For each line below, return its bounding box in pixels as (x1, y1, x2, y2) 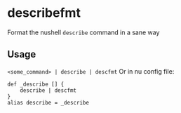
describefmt (7, 5, 81, 21)
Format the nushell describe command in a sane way (7, 28, 160, 36)
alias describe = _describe (7, 99, 90, 106)
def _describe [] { (7, 81, 65, 88)
